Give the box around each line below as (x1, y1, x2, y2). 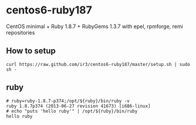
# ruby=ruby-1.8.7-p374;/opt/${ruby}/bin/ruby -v (6, 98, 130, 104)
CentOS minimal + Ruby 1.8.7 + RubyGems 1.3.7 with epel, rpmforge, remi (6, 23, 183, 30)
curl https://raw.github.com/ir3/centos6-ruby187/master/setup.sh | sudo (6, 61, 191, 67)
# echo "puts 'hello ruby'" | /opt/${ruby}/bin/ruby (6, 108, 138, 114)
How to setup (6, 46, 56, 56)
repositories (6, 29, 35, 36)
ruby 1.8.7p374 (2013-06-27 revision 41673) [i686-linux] (6, 103, 151, 109)
